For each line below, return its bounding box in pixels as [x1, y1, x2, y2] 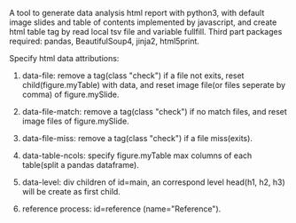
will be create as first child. [21, 187, 121, 196]
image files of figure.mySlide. [21, 115, 130, 126]
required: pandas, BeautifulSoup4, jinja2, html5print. [9, 36, 199, 46]
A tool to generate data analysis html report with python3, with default [9, 8, 265, 18]
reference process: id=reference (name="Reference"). [21, 203, 222, 214]
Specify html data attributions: [9, 53, 120, 63]
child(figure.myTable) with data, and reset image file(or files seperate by [21, 80, 286, 90]
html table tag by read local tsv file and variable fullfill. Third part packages [9, 27, 283, 36]
